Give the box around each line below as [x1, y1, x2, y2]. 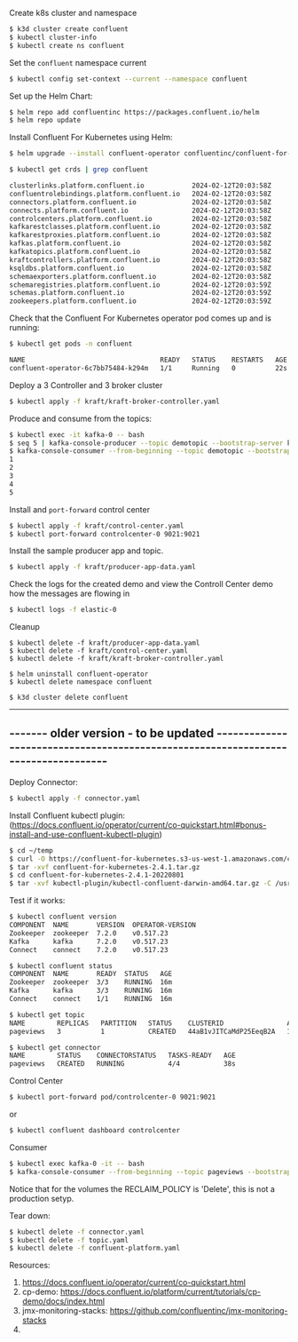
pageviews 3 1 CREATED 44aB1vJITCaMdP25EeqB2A [9, 1027, 276, 1036]
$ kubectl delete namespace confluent [9, 678, 153, 687]
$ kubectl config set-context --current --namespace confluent [9, 75, 248, 83]
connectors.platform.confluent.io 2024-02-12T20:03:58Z [9, 197, 272, 207]
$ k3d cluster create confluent [9, 25, 129, 34]
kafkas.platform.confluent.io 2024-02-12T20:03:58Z [9, 239, 272, 248]
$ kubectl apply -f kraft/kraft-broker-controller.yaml [9, 397, 220, 406]
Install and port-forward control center [9, 504, 151, 514]
